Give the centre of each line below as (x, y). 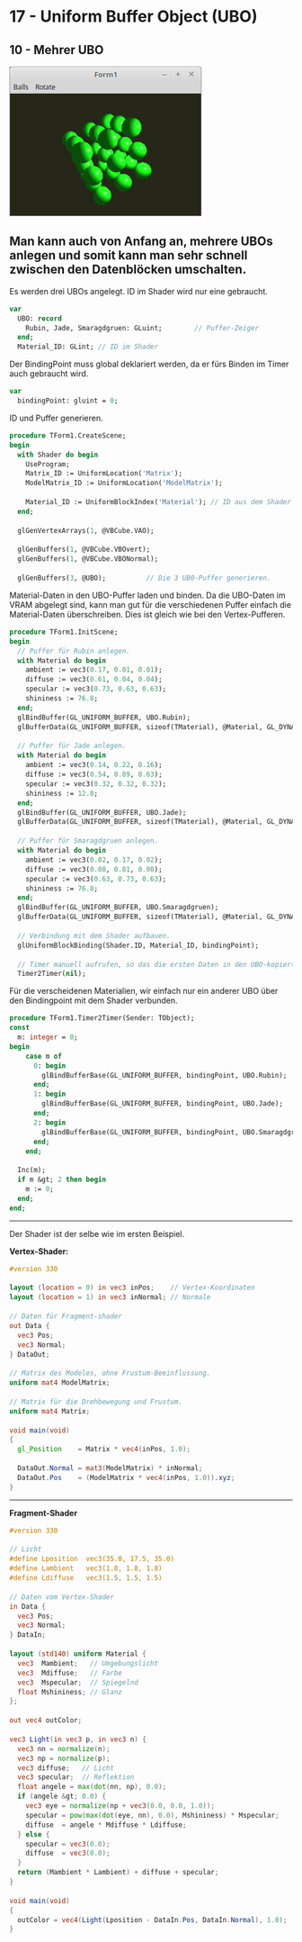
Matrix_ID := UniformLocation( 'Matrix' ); (104, 474)
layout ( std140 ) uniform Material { (78, 1654)
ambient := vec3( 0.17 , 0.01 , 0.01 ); (94, 670)
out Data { (30, 1325)
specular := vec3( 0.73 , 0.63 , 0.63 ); (96, 689)
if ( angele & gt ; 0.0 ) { (62, 1797)
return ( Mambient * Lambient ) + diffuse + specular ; (118, 1873)
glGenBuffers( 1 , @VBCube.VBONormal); (88, 559)
